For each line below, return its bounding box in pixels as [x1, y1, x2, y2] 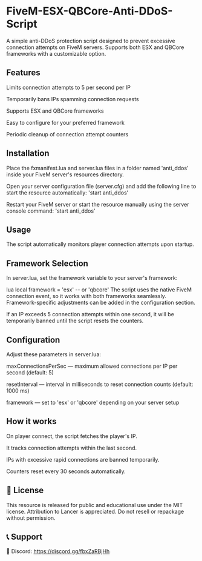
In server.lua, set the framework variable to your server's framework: [6, 274, 178, 282]
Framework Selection [6, 258, 89, 268]
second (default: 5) [6, 369, 54, 376]
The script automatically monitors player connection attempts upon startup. [6, 241, 195, 248]
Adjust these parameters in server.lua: [6, 351, 102, 358]
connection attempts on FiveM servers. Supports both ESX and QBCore [6, 44, 184, 51]
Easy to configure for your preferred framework [6, 119, 125, 126]
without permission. [6, 514, 56, 522]
